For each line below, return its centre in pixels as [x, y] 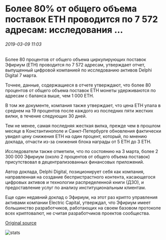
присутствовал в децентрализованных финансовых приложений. [75, 162]
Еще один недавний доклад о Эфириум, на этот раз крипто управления [82, 197]
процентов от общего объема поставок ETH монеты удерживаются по [81, 90]
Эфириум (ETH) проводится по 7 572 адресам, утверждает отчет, [75, 65]
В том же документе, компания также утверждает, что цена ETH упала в [83, 105]
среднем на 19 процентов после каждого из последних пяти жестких [79, 111]
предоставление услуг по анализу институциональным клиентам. [76, 187]
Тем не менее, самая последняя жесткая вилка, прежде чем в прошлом [83, 126]
